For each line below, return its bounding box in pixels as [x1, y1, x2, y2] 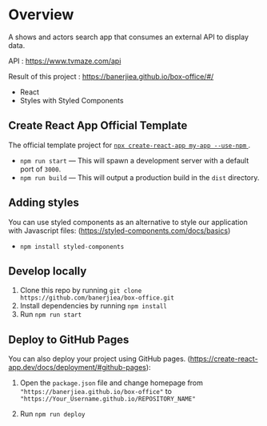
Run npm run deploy [19, 409, 86, 419]
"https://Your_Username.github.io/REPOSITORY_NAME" [19, 395, 196, 404]
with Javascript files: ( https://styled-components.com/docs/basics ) [8, 226, 231, 235]
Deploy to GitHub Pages [8, 332, 130, 346]
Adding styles [8, 196, 80, 210]
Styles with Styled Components [19, 95, 124, 105]
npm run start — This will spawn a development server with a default [19, 155, 249, 165]
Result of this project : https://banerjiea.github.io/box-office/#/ [8, 71, 214, 81]
